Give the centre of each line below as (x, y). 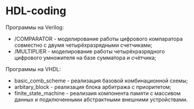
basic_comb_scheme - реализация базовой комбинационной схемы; (101, 81)
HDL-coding (36, 11)
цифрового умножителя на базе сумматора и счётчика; (85, 57)
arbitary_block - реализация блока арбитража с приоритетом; (93, 86)
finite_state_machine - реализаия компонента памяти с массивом (97, 93)
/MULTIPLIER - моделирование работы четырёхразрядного (89, 51)
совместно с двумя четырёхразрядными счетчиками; (83, 45)
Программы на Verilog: (35, 27)
